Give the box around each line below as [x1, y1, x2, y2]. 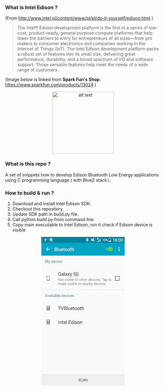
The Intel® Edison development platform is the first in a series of [17, 25, 148, 31]
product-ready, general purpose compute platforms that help [29, 30, 153, 36]
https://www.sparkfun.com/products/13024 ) [5, 82, 96, 88]
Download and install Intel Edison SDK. [12, 200, 91, 207]
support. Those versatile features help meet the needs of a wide [17, 61, 148, 68]
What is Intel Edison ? [5, 4, 58, 11]
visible [12, 227, 26, 233]
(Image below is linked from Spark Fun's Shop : [5, 76, 101, 83]
